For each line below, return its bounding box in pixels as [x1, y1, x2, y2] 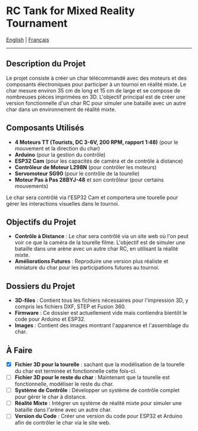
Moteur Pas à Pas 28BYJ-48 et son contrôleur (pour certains [14, 176, 164, 183]
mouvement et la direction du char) [14, 144, 100, 152]
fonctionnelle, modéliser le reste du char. [14, 380, 114, 387]
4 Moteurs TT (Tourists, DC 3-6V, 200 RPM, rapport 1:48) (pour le [14, 139, 179, 146]
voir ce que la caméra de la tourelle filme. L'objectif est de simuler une [14, 239, 186, 246]
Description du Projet [6, 59, 86, 69]
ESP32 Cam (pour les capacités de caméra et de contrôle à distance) [14, 157, 183, 164]
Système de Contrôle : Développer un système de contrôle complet [14, 387, 180, 394]
